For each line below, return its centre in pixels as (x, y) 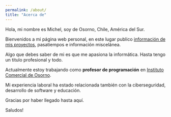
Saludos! (15, 110)
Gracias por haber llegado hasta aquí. (45, 100)
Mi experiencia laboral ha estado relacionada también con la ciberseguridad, (85, 85)
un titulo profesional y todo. (34, 60)
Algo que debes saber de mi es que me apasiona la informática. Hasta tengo (85, 54)
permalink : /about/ (26, 10)
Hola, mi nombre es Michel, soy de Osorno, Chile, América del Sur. (75, 29)
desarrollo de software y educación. (43, 90)
